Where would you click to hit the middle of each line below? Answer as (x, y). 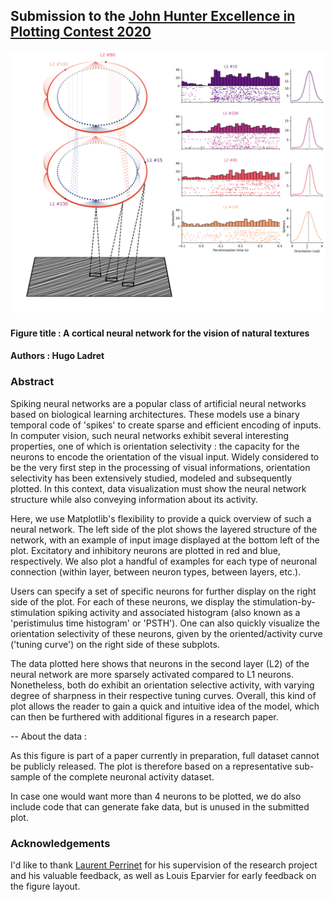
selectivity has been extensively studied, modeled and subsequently (151, 478)
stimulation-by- (284, 601)
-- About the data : (49, 736)
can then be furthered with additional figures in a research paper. (144, 716)
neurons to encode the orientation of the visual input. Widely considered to (165, 456)
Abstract (32, 382)
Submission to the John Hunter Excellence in (153, 16)
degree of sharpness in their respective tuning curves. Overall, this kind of (163, 695)
